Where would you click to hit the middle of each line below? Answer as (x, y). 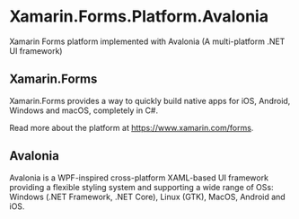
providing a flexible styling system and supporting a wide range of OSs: (141, 187)
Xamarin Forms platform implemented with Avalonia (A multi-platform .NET (147, 41)
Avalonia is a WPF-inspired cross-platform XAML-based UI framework (139, 178)
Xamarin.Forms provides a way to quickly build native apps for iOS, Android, (150, 101)
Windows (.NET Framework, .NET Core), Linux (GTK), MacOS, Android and (147, 197)
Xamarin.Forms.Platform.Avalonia (139, 17)
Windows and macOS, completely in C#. (84, 110)
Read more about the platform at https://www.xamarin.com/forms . (132, 127)
